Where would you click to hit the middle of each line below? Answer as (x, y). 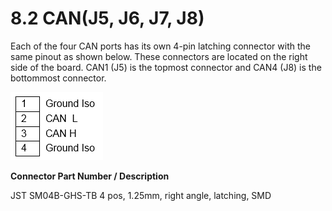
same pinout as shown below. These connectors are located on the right (159, 56)
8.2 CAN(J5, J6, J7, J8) (107, 18)
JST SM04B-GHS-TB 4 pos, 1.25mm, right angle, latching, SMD (141, 195)
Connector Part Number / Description (90, 176)
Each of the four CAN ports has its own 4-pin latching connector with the (160, 46)
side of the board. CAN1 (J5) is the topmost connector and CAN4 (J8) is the (166, 67)
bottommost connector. (58, 78)
